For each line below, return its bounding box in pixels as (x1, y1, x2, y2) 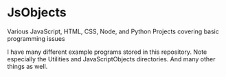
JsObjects (7, 5, 67, 20)
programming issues (7, 34, 65, 42)
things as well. (7, 62, 48, 70)
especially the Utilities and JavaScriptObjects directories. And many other (7, 55, 216, 63)
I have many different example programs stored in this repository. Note (7, 48, 207, 56)
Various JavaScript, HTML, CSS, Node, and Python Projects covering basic (7, 27, 220, 35)
